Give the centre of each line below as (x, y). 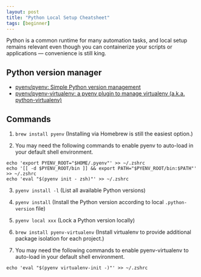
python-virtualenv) (39, 100)
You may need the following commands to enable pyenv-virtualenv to (102, 250)
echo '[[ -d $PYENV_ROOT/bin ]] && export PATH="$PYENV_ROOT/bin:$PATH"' (102, 168)
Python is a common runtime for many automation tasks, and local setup (97, 41)
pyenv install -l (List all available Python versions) (80, 190)
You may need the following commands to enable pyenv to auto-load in (104, 145)
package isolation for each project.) (60, 238)
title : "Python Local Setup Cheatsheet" (58, 18)
